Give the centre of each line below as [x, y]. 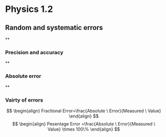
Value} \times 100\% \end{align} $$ [84, 129]
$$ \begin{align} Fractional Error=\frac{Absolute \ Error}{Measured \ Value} [84, 111]
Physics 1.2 [29, 9]
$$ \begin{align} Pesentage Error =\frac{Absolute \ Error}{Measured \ [84, 124]
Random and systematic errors [54, 28]
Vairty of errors [24, 100]
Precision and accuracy [34, 52]
